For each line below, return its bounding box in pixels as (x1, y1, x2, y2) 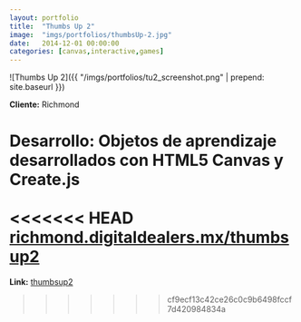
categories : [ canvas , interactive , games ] (9, 47, 165, 56)
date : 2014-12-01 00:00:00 (9, 38, 120, 48)
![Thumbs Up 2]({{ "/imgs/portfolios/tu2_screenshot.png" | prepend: (9, 72, 265, 83)
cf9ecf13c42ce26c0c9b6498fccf (167, 294, 293, 305)
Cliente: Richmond (9, 99, 80, 110)
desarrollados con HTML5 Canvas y (9, 151, 284, 171)
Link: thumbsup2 (9, 277, 73, 288)
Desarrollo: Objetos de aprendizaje (9, 131, 277, 151)
